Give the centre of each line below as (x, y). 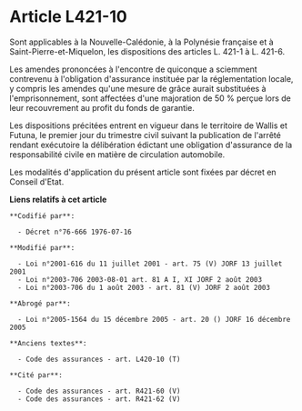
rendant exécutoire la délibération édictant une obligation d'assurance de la (151, 145)
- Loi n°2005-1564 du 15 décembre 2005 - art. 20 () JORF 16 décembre (154, 319)
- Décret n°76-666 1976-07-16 (75, 232)
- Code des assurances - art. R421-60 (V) (99, 391)
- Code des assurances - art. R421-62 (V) (99, 399)
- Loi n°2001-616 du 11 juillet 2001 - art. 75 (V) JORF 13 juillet (150, 264)
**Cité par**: (36, 375)
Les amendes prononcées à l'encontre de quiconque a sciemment (133, 69)
